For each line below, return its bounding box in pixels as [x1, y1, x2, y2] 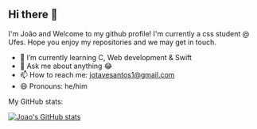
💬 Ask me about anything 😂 [19, 61, 113, 70]
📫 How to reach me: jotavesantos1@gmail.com [19, 70, 175, 79]
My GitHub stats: [8, 97, 64, 106]
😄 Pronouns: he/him [19, 81, 88, 91]
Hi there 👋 [8, 8, 58, 21]
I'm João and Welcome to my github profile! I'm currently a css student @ [8, 28, 250, 38]
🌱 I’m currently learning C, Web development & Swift [19, 52, 193, 62]
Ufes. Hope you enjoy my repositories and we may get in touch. [8, 37, 217, 47]
